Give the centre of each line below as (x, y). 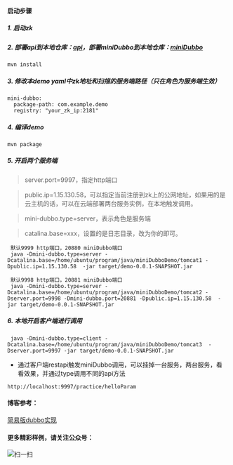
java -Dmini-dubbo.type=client (56, 338)
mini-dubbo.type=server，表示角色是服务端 (87, 218)
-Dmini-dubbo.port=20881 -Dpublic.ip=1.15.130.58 (138, 299)
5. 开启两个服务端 (32, 161)
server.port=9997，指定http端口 (71, 180)
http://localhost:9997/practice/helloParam (72, 386)
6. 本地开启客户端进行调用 (45, 321)
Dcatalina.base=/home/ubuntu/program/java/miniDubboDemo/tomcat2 (105, 292)
